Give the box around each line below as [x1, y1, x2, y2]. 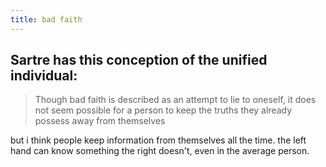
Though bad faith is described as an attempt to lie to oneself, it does [34, 94, 317, 106]
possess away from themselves [34, 115, 166, 127]
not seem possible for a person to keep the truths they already [34, 104, 293, 116]
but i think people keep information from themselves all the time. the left [10, 134, 307, 146]
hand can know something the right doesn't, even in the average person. [10, 145, 310, 157]
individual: [10, 67, 78, 85]
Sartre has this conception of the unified [10, 52, 268, 69]
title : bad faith [10, 14, 83, 25]
